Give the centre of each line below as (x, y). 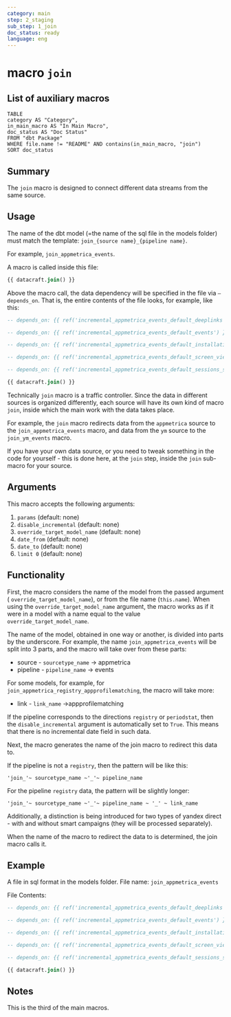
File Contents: (27, 895)
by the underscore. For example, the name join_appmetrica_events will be (112, 641)
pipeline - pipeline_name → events (66, 669)
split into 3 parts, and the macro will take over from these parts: (97, 649)
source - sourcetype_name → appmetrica (74, 662)
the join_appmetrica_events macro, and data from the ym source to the (107, 430)
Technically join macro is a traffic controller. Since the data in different (107, 395)
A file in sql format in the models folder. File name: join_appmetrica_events (113, 882)
